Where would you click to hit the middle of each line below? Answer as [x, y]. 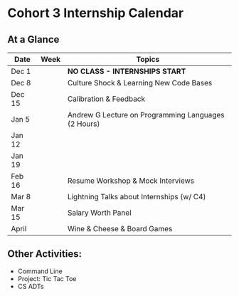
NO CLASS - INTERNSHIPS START [127, 71]
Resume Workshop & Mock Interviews [131, 181]
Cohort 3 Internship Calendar [95, 13]
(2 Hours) [84, 124]
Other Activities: [44, 254]
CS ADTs [31, 286]
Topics [148, 59]
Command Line [40, 271]
